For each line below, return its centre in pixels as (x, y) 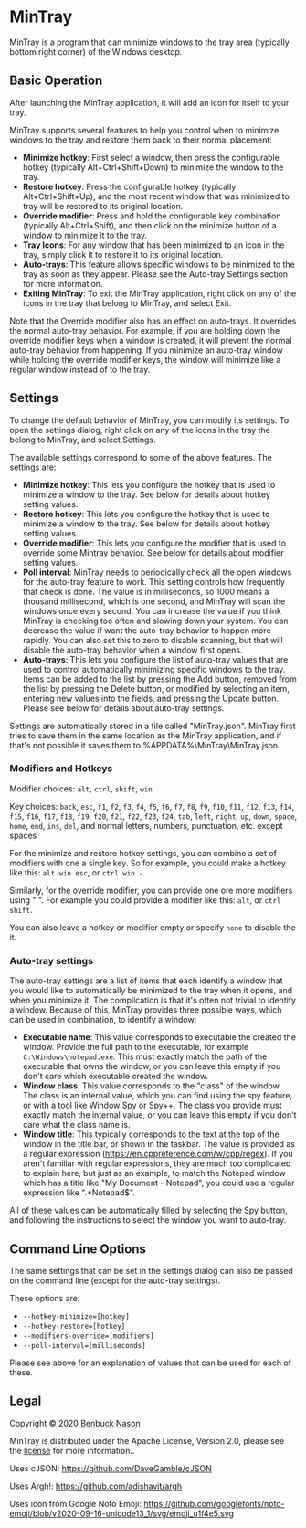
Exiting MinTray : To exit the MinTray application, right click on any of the (159, 293)
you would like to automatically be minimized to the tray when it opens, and (151, 991)
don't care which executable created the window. (115, 1077)
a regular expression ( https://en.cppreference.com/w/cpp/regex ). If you (158, 1154)
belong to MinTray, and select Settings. (83, 440)
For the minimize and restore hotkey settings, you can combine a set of (143, 853)
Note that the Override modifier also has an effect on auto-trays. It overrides (153, 321)
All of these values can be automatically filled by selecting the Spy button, (148, 1210)
